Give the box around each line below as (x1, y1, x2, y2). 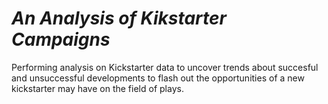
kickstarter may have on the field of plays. (11, 82, 184, 94)
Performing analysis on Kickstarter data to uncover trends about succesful (11, 61, 319, 73)
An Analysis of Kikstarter (11, 7, 227, 30)
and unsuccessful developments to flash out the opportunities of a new (11, 72, 305, 84)
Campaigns (11, 28, 111, 51)
